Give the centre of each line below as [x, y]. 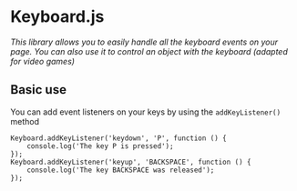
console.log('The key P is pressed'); [100, 146]
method [25, 121]
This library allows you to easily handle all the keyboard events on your [144, 42]
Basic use [39, 90]
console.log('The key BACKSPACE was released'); [121, 170]
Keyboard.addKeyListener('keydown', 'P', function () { [118, 138]
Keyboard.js [57, 17]
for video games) [43, 61]
